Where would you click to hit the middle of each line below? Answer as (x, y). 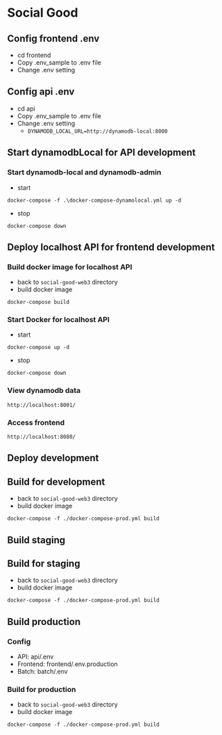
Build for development (56, 482)
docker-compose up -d (39, 348)
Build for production (42, 690)
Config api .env (41, 92)
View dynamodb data (44, 391)
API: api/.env (35, 657)
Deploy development (53, 458)
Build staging (36, 540)
